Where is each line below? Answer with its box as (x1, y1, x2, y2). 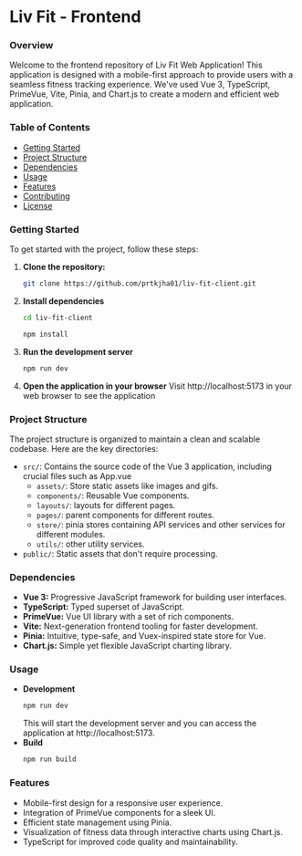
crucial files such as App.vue (22, 470, 132, 481)
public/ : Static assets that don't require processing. (22, 548, 218, 558)
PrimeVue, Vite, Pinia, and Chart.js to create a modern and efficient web (9, 89, 280, 99)
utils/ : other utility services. (36, 538, 145, 549)
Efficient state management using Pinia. (22, 817, 172, 828)
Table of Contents (9, 121, 91, 134)
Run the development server (22, 346, 134, 357)
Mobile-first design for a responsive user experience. (22, 797, 224, 809)
